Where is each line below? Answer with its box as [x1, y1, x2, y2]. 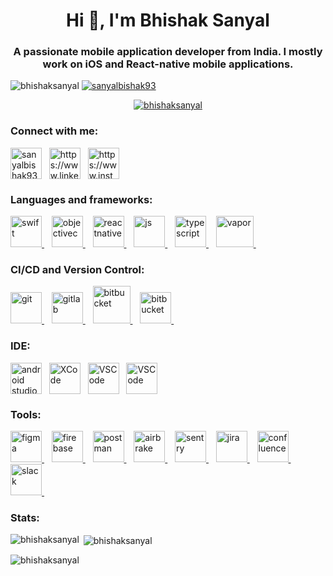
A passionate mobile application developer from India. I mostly [13, 45, 323, 59]
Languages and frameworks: [10, 192, 153, 206]
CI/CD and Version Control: [10, 263, 145, 276]
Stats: [10, 510, 40, 524]
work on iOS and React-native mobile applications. [42, 57, 294, 71]
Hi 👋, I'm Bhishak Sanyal [66, 9, 270, 32]
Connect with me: [10, 124, 99, 138]
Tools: [10, 407, 42, 421]
